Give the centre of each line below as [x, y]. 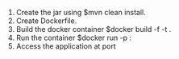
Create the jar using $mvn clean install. [81, 12]
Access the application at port [66, 46]
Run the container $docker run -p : [73, 37]
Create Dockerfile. [46, 21]
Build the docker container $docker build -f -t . [94, 29]
